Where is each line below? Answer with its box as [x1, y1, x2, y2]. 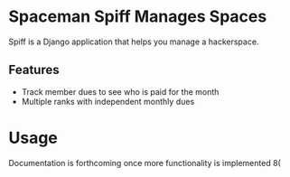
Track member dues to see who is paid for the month [21, 86, 220, 97]
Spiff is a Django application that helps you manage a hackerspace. [8, 36, 259, 47]
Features [8, 62, 60, 78]
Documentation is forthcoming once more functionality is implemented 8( [8, 157, 281, 168]
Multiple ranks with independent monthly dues [21, 96, 195, 107]
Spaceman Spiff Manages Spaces [8, 6, 267, 27]
